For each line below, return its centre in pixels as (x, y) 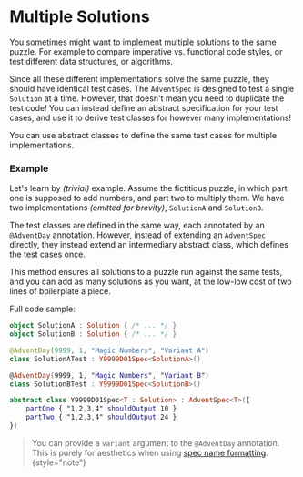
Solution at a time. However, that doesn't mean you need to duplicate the (147, 98)
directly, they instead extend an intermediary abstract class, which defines (149, 245)
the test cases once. (48, 254)
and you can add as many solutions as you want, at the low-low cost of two (151, 282)
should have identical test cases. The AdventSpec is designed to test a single (151, 88)
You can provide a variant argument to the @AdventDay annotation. (156, 442)
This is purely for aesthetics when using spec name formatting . (150, 452)
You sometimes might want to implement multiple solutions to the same (143, 42)
